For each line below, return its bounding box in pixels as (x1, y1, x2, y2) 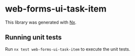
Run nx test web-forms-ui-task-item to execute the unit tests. (5, 46, 131, 52)
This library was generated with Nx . (5, 19, 77, 25)
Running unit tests (5, 33, 62, 42)
